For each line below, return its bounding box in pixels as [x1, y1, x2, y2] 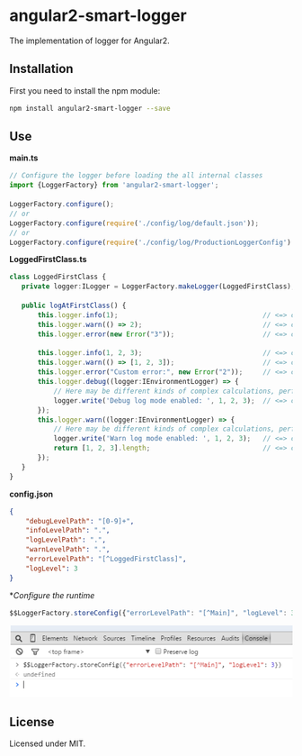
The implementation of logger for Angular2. [9, 35, 171, 46]
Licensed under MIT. [9, 738, 86, 749]
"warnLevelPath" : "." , [25, 545, 111, 554]
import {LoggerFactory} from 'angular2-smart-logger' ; [9, 181, 219, 190]
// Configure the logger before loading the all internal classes [9, 171, 263, 180]
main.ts [9, 152, 39, 163]
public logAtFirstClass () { [21, 301, 127, 311]
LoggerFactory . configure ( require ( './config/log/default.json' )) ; [9, 218, 259, 228]
